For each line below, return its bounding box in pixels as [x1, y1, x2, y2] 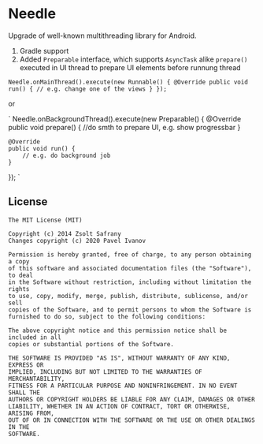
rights [8, 285, 30, 293]
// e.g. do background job [22, 151, 111, 159]
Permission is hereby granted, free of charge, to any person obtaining [8, 250, 252, 259]
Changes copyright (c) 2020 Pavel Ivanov [8, 237, 146, 244]
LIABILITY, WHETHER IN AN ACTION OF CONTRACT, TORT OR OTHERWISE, [8, 402, 231, 410]
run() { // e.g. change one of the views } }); [8, 84, 168, 93]
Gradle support [19, 46, 69, 55]
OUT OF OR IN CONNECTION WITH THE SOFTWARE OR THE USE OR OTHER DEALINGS [8, 416, 256, 424]
